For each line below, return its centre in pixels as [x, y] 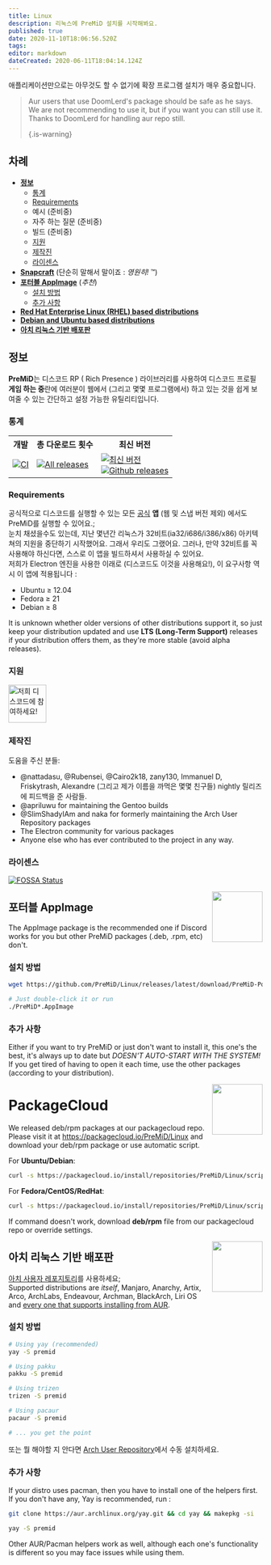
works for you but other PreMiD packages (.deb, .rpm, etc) [106, 936]
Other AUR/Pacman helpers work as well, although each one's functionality [133, 1544]
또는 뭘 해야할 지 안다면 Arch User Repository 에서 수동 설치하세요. [114, 1449]
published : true [35, 31]
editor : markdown [38, 53]
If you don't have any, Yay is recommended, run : [90, 1499]
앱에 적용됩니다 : [51, 574]
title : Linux [30, 16]
